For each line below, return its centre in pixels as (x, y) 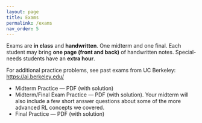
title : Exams (23, 17)
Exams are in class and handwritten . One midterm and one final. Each (94, 46)
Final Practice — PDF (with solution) (60, 114)
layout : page (23, 12)
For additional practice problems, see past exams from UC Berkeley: (91, 71)
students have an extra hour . (59, 58)
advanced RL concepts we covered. (59, 108)
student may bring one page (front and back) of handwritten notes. (90, 52)
